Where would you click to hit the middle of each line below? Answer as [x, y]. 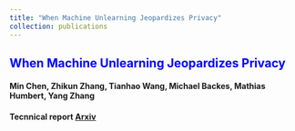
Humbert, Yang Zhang [52, 96]
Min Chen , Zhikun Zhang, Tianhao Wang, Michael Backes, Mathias [137, 86]
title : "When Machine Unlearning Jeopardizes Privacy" [116, 18]
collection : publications [58, 26]
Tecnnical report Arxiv [53, 117]
